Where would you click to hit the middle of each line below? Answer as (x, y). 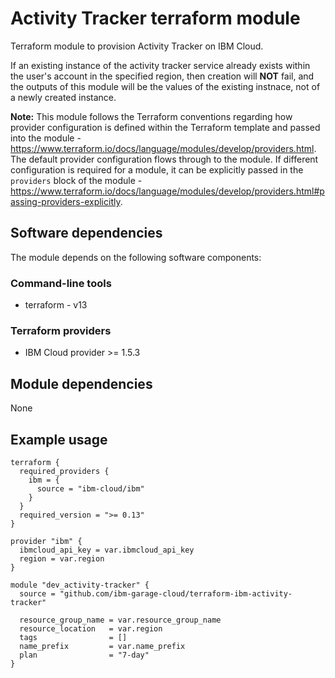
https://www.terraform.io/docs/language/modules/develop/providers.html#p (167, 191)
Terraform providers (61, 330)
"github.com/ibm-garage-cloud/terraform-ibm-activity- (176, 593)
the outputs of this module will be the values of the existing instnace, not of (165, 86)
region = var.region (62, 558)
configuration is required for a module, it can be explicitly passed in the (157, 169)
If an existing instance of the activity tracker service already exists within (160, 65)
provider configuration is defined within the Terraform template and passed (165, 127)
